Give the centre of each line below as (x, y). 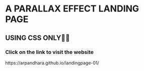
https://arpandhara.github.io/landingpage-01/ (52, 62)
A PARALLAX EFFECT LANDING (72, 9)
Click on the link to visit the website (50, 52)
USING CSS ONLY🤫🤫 (38, 38)
